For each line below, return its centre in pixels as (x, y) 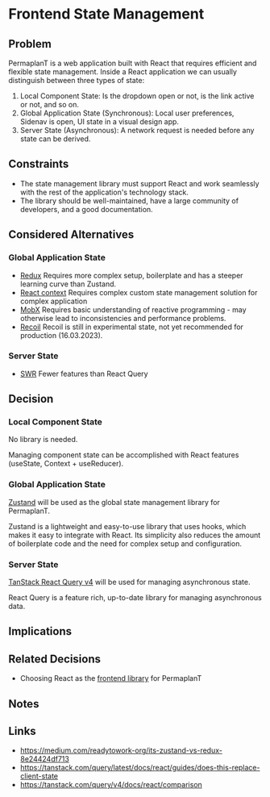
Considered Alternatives (71, 235)
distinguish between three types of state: (77, 80)
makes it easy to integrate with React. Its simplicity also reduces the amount (135, 535)
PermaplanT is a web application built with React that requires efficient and (133, 63)
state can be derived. (55, 139)
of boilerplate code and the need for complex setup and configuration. (125, 543)
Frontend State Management (106, 14)
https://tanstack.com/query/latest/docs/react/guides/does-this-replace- (140, 768)
